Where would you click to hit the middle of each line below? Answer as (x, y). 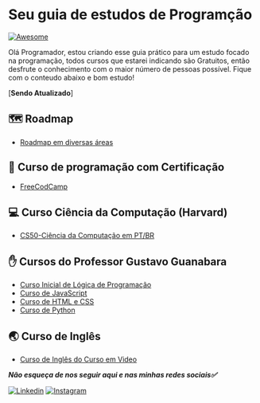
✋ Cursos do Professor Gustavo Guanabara (118, 262)
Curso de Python (47, 310)
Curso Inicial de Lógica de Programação (85, 285)
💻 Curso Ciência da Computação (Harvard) (118, 212)
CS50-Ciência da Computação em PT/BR (87, 236)
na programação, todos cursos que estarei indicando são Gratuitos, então (129, 61)
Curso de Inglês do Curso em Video (78, 359)
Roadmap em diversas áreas (66, 142)
